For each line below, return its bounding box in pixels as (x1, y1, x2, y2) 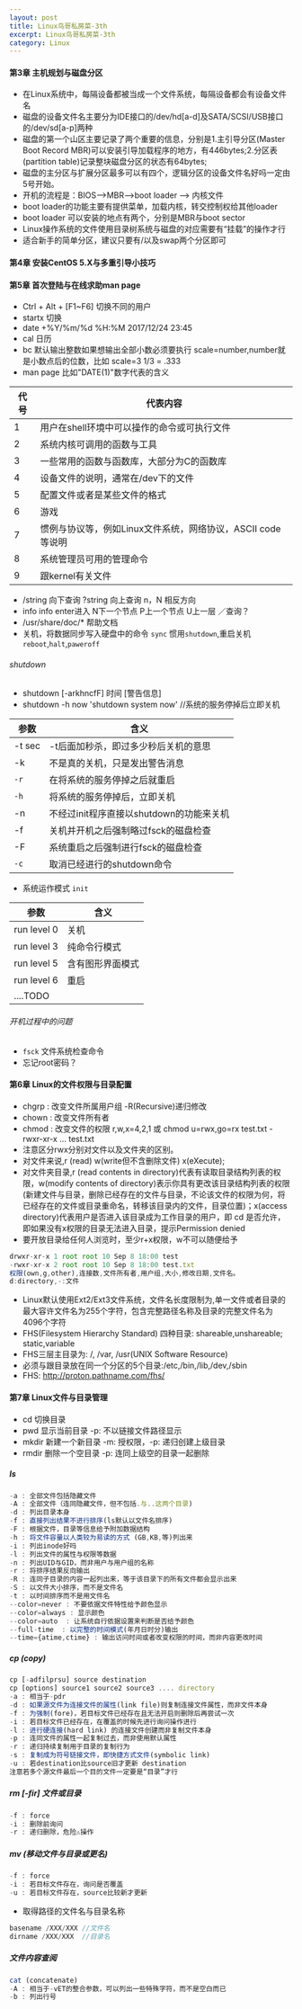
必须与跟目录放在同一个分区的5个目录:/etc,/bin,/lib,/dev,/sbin (22, 1360, 248, 1371)
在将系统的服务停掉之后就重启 (49, 774, 175, 787)
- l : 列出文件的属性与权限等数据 (9, 1549, 117, 1558)
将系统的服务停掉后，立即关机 (49, 790, 175, 803)
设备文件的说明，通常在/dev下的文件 (40, 472, 195, 485)
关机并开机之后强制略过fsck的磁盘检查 (49, 825, 211, 837)
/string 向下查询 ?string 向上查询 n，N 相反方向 (22, 594, 196, 605)
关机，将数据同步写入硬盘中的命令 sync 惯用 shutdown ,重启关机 (22, 629, 252, 639)
